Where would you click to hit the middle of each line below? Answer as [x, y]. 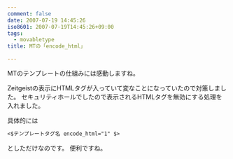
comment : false [29, 14]
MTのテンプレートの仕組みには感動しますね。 [73, 73]
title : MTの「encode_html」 [47, 46]
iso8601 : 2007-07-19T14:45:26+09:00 [61, 27]
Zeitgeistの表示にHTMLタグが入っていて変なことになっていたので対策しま [114, 88]
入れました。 [26, 105]
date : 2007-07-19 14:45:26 [47, 20]
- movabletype [34, 40]
